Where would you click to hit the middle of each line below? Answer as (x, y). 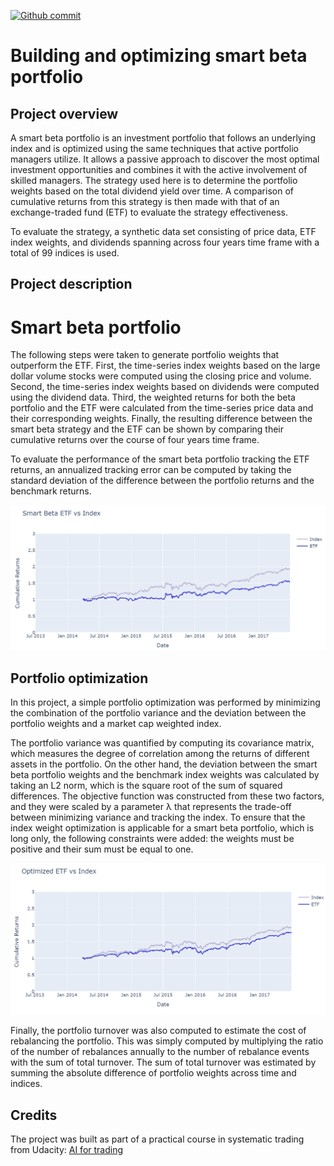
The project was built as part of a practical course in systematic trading (157, 1139)
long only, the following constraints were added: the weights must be (152, 839)
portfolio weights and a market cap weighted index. (116, 724)
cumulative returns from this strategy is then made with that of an (145, 201)
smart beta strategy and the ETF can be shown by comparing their (147, 429)
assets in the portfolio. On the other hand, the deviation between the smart (164, 764)
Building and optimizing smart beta (159, 56)
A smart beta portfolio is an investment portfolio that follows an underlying (163, 138)
